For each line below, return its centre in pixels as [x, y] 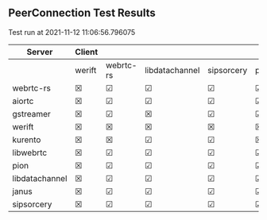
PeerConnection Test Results [82, 13]
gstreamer [32, 114]
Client [87, 52]
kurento [27, 140]
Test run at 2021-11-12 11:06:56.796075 [72, 32]
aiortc [23, 101]
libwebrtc [30, 152]
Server [40, 52]
